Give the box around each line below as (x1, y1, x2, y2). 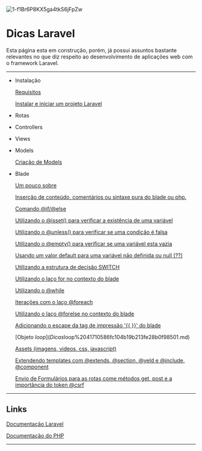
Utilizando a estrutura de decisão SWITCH (14, 263, 120, 270)
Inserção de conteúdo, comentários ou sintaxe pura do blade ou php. (14, 193, 187, 201)
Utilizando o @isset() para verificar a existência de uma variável (14, 217, 173, 224)
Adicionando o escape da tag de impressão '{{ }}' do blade (14, 322, 161, 329)
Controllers (14, 123, 43, 131)
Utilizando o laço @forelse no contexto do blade (14, 310, 135, 317)
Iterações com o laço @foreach (14, 298, 93, 305)
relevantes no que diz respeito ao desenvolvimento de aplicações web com (6, 53, 194, 60)
